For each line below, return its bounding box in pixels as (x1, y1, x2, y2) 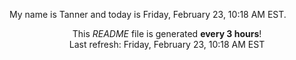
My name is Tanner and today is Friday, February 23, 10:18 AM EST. (9, 9, 287, 20)
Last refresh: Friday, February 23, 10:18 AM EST (68, 39, 266, 50)
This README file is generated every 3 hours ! (72, 28, 262, 39)
